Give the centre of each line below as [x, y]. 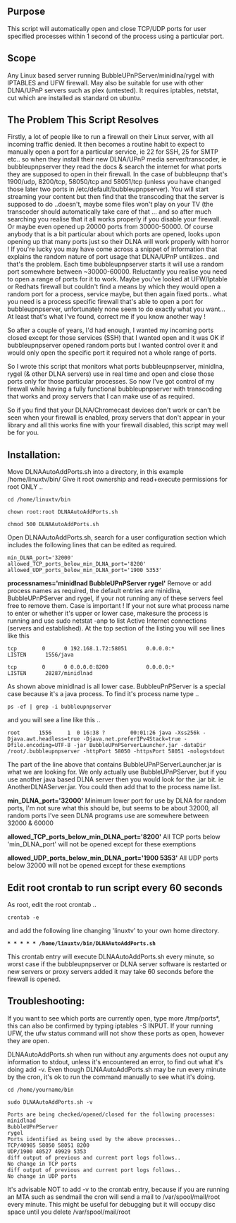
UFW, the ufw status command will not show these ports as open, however [116, 1033]
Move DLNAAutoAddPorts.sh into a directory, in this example [96, 472]
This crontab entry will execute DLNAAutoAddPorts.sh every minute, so [111, 957]
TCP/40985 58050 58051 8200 [49, 1145]
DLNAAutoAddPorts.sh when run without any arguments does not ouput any [118, 1054]
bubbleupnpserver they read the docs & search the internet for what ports [114, 167]
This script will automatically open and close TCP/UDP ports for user [107, 28]
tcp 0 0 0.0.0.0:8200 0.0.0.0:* [91, 667]
